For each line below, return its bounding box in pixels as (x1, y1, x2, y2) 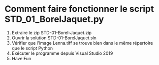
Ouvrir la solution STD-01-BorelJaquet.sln (11, 35, 97, 41)
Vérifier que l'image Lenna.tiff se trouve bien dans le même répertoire (11, 40, 153, 46)
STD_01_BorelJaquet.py (4, 14, 104, 25)
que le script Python (11, 45, 53, 51)
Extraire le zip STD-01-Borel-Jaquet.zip (11, 30, 92, 35)
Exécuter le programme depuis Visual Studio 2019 (11, 50, 113, 56)
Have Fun (11, 55, 32, 61)
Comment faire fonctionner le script (4, 3, 154, 15)
